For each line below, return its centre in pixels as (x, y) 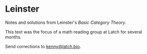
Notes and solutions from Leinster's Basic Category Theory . (66, 22)
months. (13, 37)
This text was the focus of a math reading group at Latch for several (73, 32)
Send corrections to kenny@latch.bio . (43, 46)
